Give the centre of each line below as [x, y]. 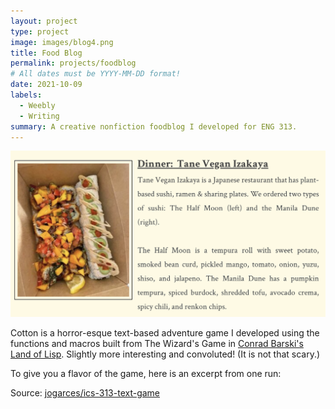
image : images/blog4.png [62, 42]
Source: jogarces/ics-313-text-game [85, 392]
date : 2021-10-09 [46, 85]
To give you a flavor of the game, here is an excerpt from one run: [146, 373]
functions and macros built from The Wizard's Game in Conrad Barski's [157, 343]
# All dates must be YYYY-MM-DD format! [96, 74]
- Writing [39, 116]
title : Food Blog [46, 53]
